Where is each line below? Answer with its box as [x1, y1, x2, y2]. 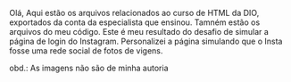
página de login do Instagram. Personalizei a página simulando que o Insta [9, 36, 283, 46]
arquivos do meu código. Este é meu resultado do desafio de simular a [9, 27, 270, 37]
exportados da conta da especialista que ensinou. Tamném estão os [9, 17, 261, 28]
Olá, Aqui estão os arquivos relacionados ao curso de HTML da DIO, [9, 8, 260, 18]
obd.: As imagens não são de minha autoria [9, 62, 169, 73]
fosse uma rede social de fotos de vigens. [9, 45, 163, 56]
